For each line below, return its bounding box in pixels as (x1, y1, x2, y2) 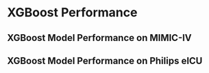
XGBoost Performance (7, 5, 138, 20)
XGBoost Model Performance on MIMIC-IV (7, 32, 192, 44)
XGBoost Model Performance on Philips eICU (7, 55, 203, 66)
